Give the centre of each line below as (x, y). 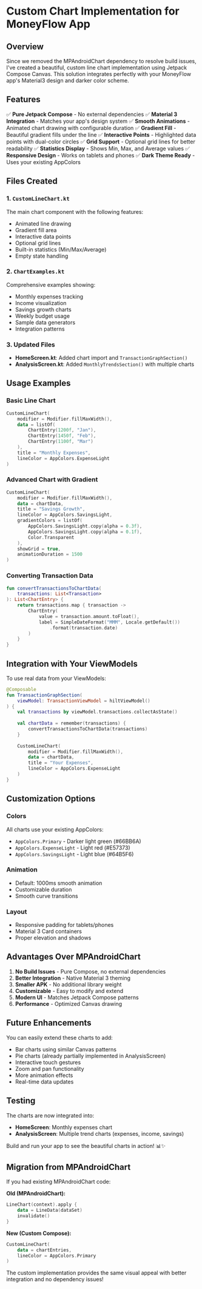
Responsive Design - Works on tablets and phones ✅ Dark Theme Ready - (101, 155)
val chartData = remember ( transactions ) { (72, 724)
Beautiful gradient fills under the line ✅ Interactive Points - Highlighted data (101, 134)
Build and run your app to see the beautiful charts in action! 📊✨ (86, 1146)
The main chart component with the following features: (75, 211)
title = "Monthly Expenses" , (54, 453)
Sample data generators (45, 322)
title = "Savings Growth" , (51, 509)
